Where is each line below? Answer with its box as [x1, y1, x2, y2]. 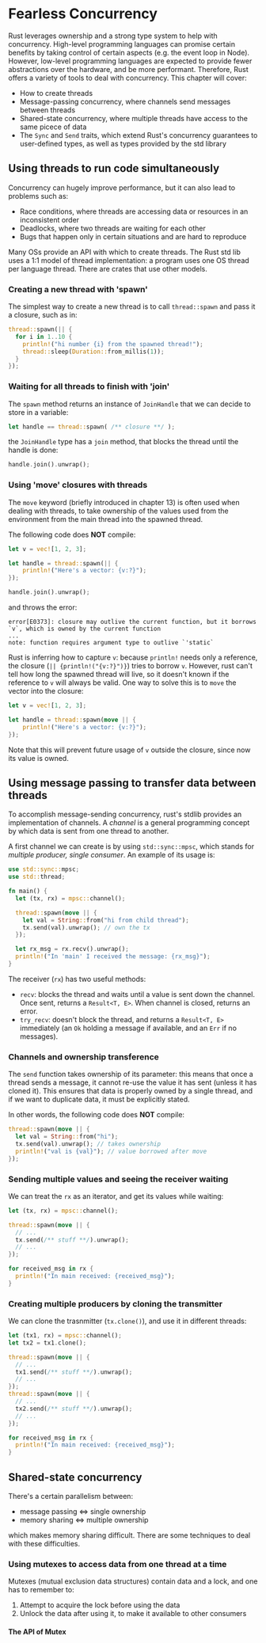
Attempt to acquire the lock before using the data [19, 1600, 180, 1610]
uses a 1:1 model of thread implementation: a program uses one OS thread [8, 255, 249, 265]
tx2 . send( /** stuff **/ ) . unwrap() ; [15, 1405, 133, 1413]
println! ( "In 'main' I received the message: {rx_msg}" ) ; [15, 953, 211, 960]
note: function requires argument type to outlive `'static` [8, 639, 215, 647]
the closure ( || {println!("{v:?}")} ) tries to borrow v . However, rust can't [8, 661, 253, 671]
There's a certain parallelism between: [8, 1492, 133, 1501]
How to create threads [19, 88, 93, 97]
